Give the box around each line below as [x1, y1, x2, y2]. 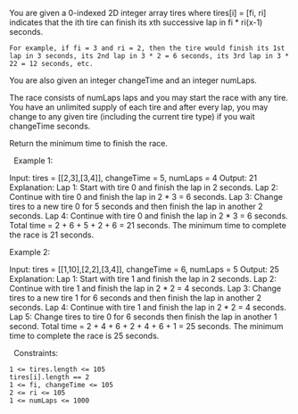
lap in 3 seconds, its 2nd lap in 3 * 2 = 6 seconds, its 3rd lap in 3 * [9, 52, 290, 61]
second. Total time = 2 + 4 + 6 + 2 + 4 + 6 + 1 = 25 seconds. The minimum [9, 321, 284, 331]
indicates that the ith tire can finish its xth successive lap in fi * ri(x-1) [9, 17, 263, 28]
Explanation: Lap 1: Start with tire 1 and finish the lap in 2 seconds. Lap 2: [9, 274, 277, 284]
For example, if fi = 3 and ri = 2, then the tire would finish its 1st [9, 44, 286, 53]
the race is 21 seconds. [9, 229, 95, 240]
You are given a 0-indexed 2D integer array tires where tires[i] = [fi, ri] [9, 8, 267, 18]
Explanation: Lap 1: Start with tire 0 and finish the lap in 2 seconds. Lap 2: [9, 182, 278, 193]
